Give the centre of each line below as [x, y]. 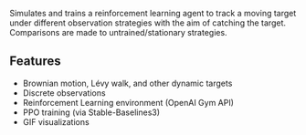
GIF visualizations [56, 121]
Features [35, 62]
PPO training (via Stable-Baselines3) [91, 112]
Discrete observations [64, 93]
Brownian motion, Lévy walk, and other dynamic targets [127, 83]
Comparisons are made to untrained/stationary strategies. [118, 32]
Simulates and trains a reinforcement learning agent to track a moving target [153, 13]
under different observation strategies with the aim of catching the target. [148, 23]
